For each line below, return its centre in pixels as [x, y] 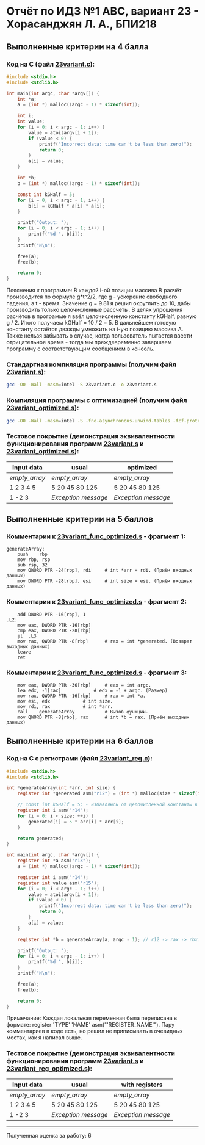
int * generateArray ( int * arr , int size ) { [61, 788]
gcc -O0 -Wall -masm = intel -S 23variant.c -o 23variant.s [81, 385]
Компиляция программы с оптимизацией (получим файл [97, 400]
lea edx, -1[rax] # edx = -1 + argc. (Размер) [92, 691]
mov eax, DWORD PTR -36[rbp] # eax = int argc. [84, 685]
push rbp [32, 554]
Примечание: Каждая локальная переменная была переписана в [92, 1018]
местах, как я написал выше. [44, 1038]
